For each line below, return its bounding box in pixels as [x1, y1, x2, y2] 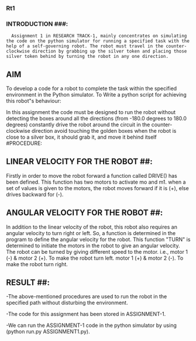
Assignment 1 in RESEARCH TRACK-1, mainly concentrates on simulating [11, 33, 187, 39]
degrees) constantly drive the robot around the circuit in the [6, 121, 150, 128]
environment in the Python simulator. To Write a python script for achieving [6, 91, 187, 98]
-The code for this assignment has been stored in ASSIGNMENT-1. [6, 311, 166, 318]
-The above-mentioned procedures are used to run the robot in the [6, 293, 167, 300]
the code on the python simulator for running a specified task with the [6, 38, 190, 44]
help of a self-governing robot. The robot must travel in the [6, 43, 164, 49]
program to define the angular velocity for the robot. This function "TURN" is [6, 236, 191, 243]
